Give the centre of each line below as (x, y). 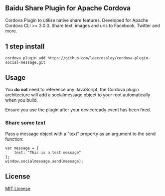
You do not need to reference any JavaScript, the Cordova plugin (72, 90)
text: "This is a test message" (48, 152)
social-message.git (25, 62)
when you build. (22, 100)
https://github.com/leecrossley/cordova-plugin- (99, 58)
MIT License (18, 189)
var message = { (22, 148)
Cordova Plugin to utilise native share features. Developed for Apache (77, 20)
